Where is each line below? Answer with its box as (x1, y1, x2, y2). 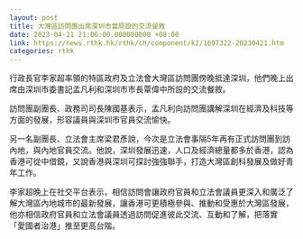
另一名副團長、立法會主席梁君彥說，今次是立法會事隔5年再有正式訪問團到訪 (9, 133, 291, 144)
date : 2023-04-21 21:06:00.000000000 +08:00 (9, 30, 179, 39)
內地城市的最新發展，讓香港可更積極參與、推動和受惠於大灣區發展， (40, 198, 294, 208)
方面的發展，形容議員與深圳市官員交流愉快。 (9, 115, 176, 125)
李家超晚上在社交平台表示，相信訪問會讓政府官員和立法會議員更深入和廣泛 (9, 187, 286, 198)
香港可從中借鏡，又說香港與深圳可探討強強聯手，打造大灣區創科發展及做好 (9, 156, 286, 167)
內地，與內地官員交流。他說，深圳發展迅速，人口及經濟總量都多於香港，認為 (9, 145, 294, 156)
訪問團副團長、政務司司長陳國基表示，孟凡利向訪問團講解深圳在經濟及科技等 (9, 103, 294, 114)
